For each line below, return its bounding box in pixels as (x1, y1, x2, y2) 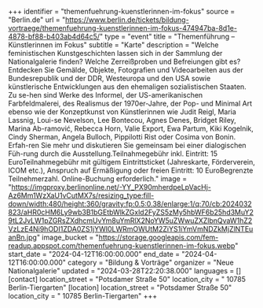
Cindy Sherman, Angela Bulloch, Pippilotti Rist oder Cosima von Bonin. (8, 132, 236, 141)
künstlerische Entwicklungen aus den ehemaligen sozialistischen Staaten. (8, 82, 247, 91)
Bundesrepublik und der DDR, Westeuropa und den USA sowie (8, 74, 211, 83)
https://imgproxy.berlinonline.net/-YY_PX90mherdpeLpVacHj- (11, 183, 212, 191)
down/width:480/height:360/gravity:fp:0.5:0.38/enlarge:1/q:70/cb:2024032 (8, 199, 253, 208)
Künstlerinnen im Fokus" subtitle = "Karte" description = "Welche (8, 40, 219, 50)
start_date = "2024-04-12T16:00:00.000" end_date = (8, 250, 181, 258)
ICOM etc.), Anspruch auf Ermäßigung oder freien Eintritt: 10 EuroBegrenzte (8, 165, 254, 175)
